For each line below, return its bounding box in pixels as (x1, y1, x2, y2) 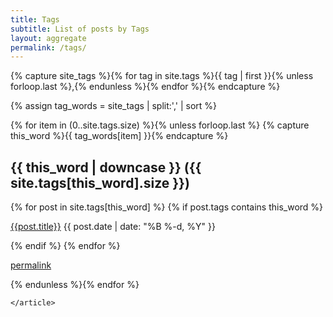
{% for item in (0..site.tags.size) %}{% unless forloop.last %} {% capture (10, 119, 310, 131)
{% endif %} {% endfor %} (10, 240, 121, 252)
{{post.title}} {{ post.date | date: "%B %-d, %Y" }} (10, 221, 216, 233)
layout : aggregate (10, 33, 87, 43)
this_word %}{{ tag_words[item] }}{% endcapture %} (10, 130, 229, 142)
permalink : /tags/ (10, 42, 87, 53)
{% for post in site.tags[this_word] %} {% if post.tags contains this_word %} (10, 201, 324, 213)
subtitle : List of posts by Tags (10, 24, 150, 34)
